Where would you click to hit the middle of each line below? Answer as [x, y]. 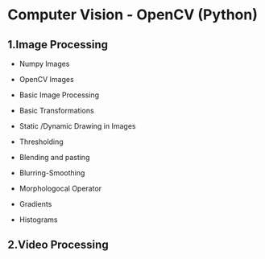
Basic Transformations [56, 111]
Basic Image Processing [59, 95]
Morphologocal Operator [60, 188]
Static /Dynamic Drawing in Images [77, 126]
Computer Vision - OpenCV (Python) [133, 15]
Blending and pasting [54, 157]
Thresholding [41, 142]
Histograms [38, 220]
